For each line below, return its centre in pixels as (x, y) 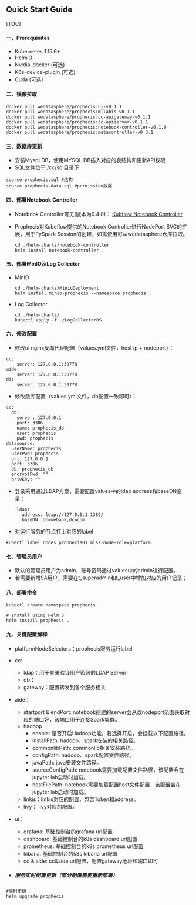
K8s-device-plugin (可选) (45, 72)
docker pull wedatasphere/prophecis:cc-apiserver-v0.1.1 (77, 122)
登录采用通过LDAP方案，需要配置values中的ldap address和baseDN (96, 491)
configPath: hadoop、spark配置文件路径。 (83, 755)
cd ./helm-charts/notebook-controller (62, 245)
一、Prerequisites (28, 38)
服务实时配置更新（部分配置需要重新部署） (66, 876)
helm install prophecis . (38, 621)
